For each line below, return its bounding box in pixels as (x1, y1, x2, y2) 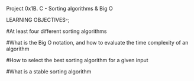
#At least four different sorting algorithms (6, 28, 107, 35)
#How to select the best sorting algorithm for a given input (6, 57, 149, 63)
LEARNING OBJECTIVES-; (6, 16, 70, 23)
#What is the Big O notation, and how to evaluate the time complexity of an (6, 39, 189, 46)
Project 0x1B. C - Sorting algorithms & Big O (6, 5, 114, 12)
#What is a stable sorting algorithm (6, 68, 92, 75)
